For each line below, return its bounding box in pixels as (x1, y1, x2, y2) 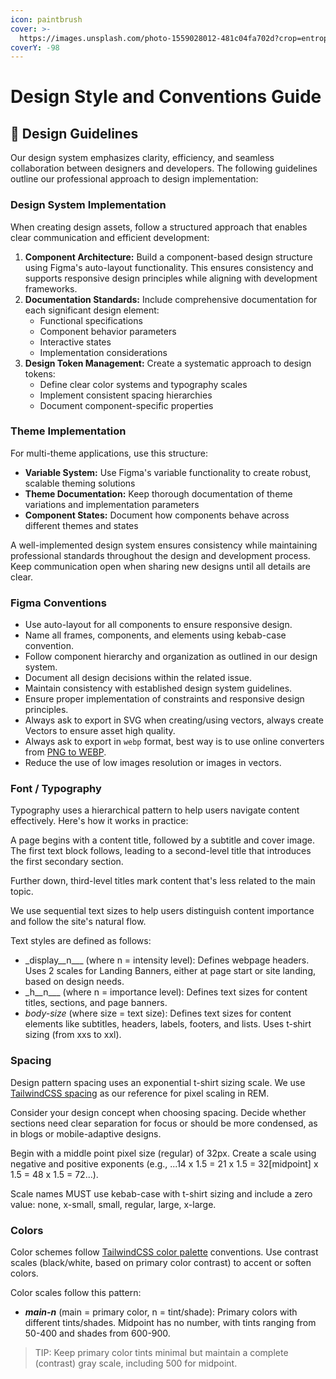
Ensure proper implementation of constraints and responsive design (24, 693, 305, 705)
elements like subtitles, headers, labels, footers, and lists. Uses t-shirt (24, 1018, 312, 1030)
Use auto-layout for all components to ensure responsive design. (24, 619, 293, 631)
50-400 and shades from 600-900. (24, 1327, 171, 1340)
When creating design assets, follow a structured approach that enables (10, 221, 308, 233)
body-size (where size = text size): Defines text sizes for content (24, 1007, 292, 1020)
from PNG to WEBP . (24, 746, 107, 758)
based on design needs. (24, 976, 125, 988)
